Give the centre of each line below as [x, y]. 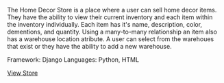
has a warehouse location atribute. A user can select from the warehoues [111, 39]
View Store [23, 73]
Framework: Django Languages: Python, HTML [73, 60]
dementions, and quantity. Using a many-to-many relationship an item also [112, 32]
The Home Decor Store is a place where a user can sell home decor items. [112, 10]
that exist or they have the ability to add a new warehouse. [90, 46]
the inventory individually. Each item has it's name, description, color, [105, 24]
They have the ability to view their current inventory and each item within [110, 17]
